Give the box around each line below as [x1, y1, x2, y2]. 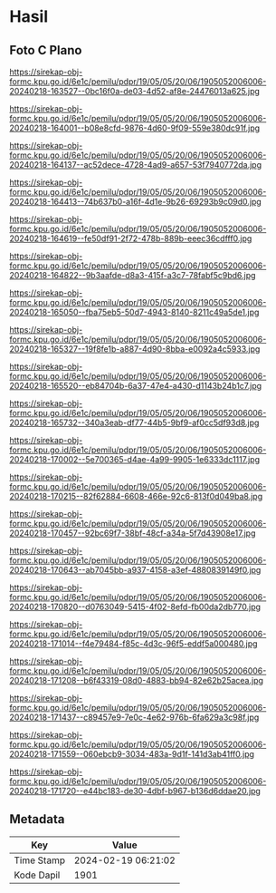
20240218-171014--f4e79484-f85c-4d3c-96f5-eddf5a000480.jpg [9, 638, 258, 649]
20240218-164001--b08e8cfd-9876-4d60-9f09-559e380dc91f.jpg [9, 122, 261, 133]
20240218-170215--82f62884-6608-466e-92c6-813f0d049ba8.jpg [9, 491, 263, 501]
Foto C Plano [9, 43, 82, 58]
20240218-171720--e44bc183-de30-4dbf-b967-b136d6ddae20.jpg [9, 786, 261, 796]
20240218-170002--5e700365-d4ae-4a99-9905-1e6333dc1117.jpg [9, 454, 261, 464]
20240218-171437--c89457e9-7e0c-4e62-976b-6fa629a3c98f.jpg [9, 712, 260, 723]
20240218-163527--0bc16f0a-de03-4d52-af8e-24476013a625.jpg [9, 86, 261, 96]
